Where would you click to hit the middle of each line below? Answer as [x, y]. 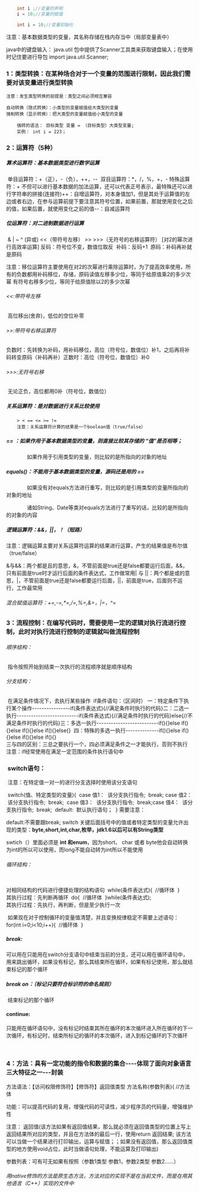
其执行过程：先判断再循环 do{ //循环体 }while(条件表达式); [79, 898]
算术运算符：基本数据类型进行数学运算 [53, 163]
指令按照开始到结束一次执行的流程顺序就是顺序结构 [70, 667]
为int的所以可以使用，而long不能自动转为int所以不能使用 [75, 850]
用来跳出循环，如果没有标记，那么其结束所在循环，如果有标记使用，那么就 [97, 962]
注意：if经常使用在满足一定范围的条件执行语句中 [65, 751]
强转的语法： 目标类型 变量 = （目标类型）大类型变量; [76, 125]
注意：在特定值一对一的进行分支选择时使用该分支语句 [72, 783]
